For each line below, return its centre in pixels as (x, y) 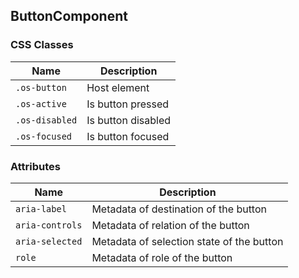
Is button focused (128, 136)
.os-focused (44, 136)
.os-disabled (46, 120)
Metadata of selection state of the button (187, 241)
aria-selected (49, 241)
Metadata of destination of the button (179, 209)
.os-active (41, 103)
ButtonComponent (69, 16)
